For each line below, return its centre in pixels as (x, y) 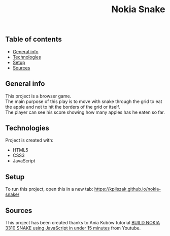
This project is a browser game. (38, 96)
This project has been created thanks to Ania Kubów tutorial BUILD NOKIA (83, 223)
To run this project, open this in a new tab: (49, 189)
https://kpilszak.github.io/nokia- (128, 189)
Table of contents (33, 39)
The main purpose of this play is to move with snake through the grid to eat (84, 101)
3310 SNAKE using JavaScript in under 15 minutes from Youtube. (73, 228)
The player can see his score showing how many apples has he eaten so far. (85, 112)
